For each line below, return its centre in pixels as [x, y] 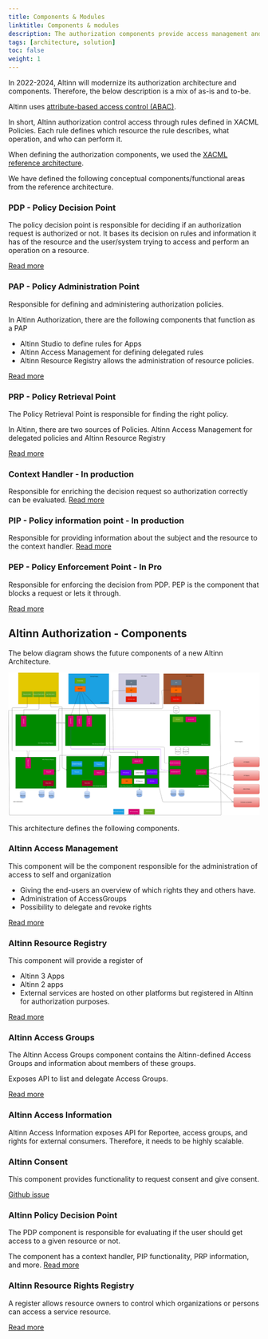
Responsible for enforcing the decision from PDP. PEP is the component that [134, 584]
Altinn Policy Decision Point [63, 1215]
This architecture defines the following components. [94, 828]
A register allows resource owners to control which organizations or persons [134, 1303]
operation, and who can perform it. [65, 139]
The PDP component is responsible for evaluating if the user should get [126, 1233]
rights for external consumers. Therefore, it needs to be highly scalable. [126, 1141]
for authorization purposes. [65, 1001]
